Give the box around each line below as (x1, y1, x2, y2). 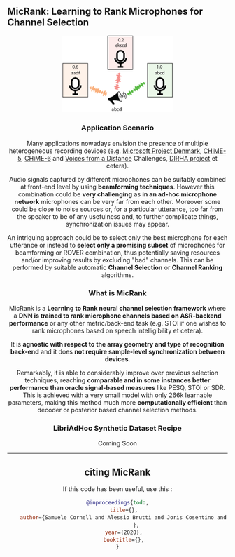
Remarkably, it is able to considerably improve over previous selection (16, 368, 219, 377)
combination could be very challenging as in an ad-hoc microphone (17, 189, 218, 199)
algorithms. (101, 270, 134, 279)
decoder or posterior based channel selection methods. (37, 406, 198, 415)
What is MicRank (88, 288, 147, 297)
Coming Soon (97, 439, 138, 448)
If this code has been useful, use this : (62, 485, 173, 493)
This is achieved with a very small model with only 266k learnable (22, 391, 213, 399)
